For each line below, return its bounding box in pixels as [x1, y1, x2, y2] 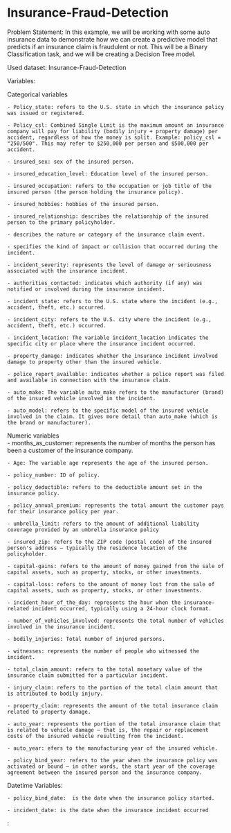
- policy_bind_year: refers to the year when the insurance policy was [7, 757, 218, 764]
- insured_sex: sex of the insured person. [7, 158, 135, 165]
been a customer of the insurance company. [7, 446, 133, 454]
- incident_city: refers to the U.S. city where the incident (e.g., [7, 316, 212, 323]
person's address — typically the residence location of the [7, 544, 187, 551]
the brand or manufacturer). [7, 419, 91, 426]
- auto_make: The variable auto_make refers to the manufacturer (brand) [7, 388, 225, 396]
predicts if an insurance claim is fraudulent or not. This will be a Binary [7, 42, 208, 51]
